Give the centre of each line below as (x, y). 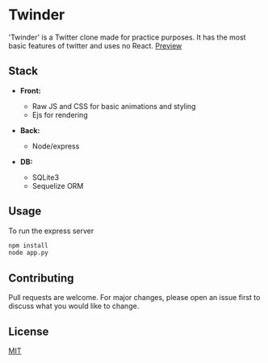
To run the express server (51, 231)
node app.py (28, 253)
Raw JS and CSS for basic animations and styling (114, 106)
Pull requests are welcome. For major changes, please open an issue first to (134, 298)
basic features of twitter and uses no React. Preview (95, 45)
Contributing (41, 278)
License (29, 331)
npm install (28, 245)
